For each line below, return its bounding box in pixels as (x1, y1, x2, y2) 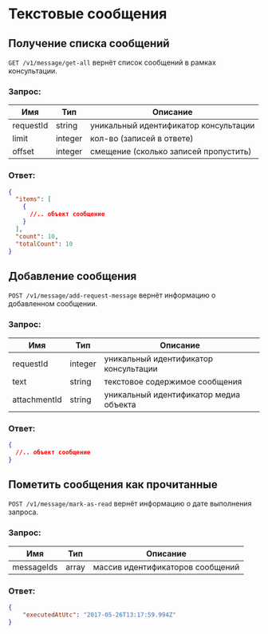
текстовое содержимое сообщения (104, 376, 242, 387)
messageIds (12, 561, 58, 573)
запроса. (8, 507, 39, 517)
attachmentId (12, 394, 62, 405)
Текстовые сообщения (8, 5, 167, 23)
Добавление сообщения (8, 269, 137, 283)
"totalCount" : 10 (15, 240, 73, 248)
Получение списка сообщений (8, 37, 170, 50)
